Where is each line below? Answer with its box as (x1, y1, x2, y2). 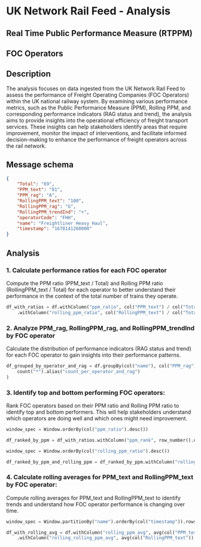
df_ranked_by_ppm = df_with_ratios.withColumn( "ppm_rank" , (6, 437, 157, 443)
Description (6, 69, 51, 79)
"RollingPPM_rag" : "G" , (17, 203, 77, 210)
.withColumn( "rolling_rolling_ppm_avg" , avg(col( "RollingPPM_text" (17, 535, 188, 541)
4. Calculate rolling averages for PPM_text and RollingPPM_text (6, 473, 193, 482)
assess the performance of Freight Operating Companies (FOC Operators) (6, 91, 190, 98)
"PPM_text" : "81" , (17, 187, 63, 193)
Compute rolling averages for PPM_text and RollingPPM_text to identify (6, 494, 181, 501)
